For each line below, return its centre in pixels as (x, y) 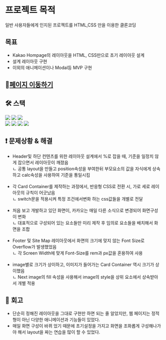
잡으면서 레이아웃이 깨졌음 (43, 162)
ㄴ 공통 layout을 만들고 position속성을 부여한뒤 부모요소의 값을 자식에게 (82, 169)
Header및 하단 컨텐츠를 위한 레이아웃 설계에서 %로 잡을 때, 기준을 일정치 (83, 156)
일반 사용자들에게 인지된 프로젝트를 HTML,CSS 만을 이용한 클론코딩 (71, 25)
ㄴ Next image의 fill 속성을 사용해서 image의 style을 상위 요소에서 (77, 277)
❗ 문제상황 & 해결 (29, 141)
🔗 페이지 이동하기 (29, 85)
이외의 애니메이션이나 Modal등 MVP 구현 (52, 67)
